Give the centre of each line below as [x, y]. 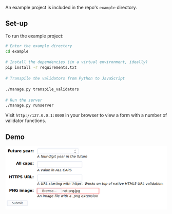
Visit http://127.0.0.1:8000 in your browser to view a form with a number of [86, 115]
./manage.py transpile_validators [42, 89]
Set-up [17, 23]
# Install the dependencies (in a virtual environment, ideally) [77, 62]
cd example [17, 51]
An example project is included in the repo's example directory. [71, 7]
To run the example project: [34, 36]
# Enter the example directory [39, 46]
